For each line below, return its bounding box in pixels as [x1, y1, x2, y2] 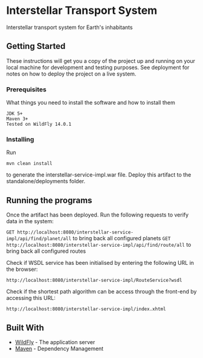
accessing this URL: [6, 295, 56, 302]
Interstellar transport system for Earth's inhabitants [6, 24, 133, 31]
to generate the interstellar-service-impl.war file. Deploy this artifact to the [6, 171, 192, 178]
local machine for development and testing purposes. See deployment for [6, 63, 190, 71]
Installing [6, 135, 34, 143]
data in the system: [6, 218, 54, 225]
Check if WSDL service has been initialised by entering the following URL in [6, 259, 195, 267]
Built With [6, 322, 44, 333]
